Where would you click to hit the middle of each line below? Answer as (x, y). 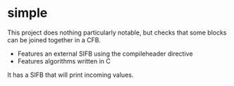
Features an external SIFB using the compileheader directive (105, 54)
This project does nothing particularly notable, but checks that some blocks (117, 32)
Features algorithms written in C (64, 61)
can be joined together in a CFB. (54, 39)
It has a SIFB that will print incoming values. (70, 75)
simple (27, 13)
